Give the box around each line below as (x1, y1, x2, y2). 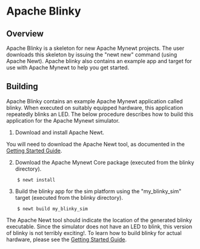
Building (6, 81, 38, 92)
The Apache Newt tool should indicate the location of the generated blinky (6, 216, 192, 223)
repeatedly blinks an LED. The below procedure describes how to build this (6, 111, 194, 118)
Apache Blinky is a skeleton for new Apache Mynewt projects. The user (6, 44, 185, 52)
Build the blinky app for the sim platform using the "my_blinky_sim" (15, 187, 182, 195)
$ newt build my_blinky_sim (17, 205, 88, 212)
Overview (6, 29, 44, 39)
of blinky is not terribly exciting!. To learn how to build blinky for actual (6, 229, 182, 236)
